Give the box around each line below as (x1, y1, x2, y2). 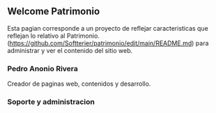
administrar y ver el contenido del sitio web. (7, 46, 133, 54)
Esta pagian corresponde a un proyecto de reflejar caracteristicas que (7, 24, 209, 32)
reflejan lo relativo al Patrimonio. (7, 31, 100, 40)
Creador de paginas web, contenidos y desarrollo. (7, 80, 151, 88)
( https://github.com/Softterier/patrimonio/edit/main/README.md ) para (7, 38, 209, 47)
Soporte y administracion (7, 97, 95, 107)
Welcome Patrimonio (7, 6, 100, 17)
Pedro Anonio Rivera (7, 63, 79, 73)
